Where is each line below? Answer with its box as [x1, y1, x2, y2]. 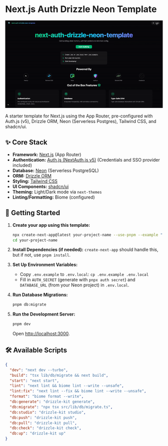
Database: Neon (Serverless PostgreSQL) [12, 167, 99, 174]
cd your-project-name [12, 237, 57, 243]
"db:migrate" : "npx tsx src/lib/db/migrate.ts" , [9, 404, 113, 409]
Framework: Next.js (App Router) [12, 152, 81, 158]
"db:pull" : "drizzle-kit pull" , [9, 420, 77, 425]
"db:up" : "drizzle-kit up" [9, 431, 66, 436]
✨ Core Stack [5, 138, 47, 146]
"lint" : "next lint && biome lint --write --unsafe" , [9, 383, 124, 388]
